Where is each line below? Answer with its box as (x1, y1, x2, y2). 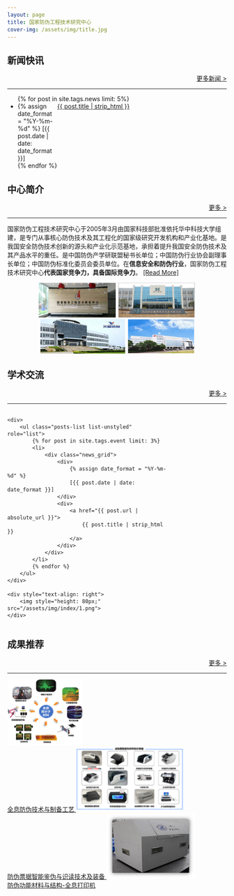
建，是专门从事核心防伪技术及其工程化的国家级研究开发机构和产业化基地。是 (7, 234, 227, 241)
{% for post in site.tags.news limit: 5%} (17, 95, 130, 103)
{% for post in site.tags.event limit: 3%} (32, 437, 160, 445)
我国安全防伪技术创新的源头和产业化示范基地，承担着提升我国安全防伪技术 (7, 242, 221, 251)
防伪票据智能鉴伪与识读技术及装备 (7, 872, 105, 881)
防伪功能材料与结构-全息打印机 (7, 881, 96, 889)
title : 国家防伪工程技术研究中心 (7, 18, 92, 26)
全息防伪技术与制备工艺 (7, 805, 75, 813)
